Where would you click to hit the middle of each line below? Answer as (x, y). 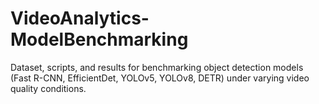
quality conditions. (48, 88)
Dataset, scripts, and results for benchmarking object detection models (157, 67)
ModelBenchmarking (99, 39)
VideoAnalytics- (80, 18)
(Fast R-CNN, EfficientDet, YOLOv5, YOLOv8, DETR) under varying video (160, 78)
